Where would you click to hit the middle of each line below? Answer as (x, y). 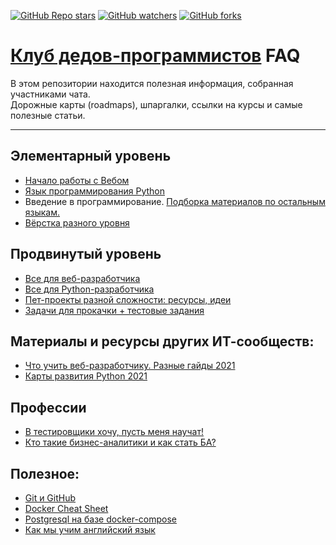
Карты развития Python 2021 (86, 376)
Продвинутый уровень (86, 254)
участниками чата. (50, 94)
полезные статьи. (48, 115)
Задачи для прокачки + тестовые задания (114, 310)
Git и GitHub (50, 498)
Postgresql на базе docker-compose (101, 519)
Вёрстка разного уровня (77, 222)
